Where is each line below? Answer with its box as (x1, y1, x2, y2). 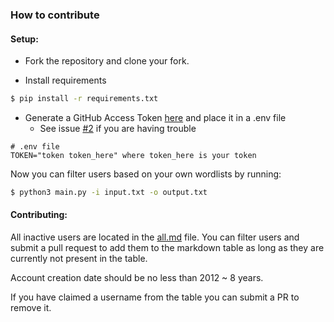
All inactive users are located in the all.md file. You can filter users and (10, 231, 300, 243)
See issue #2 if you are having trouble (39, 123, 197, 134)
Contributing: (10, 209, 68, 221)
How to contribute (10, 8, 100, 22)
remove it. (10, 302, 52, 314)
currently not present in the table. (10, 253, 148, 265)
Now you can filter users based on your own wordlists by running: (10, 168, 282, 180)
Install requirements (24, 74, 107, 87)
